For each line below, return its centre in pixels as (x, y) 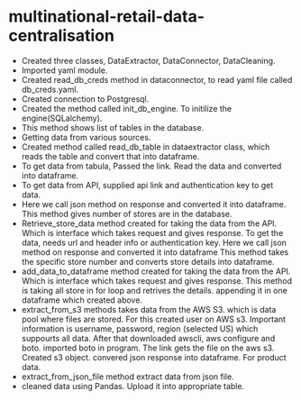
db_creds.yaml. (50, 89)
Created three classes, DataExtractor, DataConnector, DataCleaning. (148, 60)
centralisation (61, 36)
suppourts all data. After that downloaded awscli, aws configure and (148, 338)
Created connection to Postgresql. (85, 99)
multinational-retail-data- (106, 17)
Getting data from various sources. (86, 137)
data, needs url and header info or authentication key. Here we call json (154, 242)
